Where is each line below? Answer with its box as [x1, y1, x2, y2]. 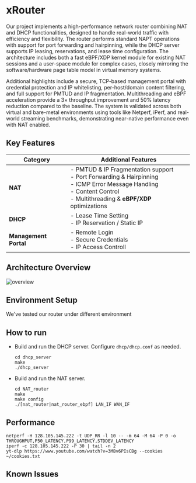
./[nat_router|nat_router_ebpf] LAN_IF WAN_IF [14, 402, 130, 408]
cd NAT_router [14, 387, 49, 392]
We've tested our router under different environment [6, 310, 132, 318]
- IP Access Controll [70, 243, 127, 251]
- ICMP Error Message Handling [70, 180, 159, 188]
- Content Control [70, 187, 120, 195]
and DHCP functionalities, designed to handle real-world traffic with [6, 29, 169, 36]
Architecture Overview [6, 263, 91, 272]
